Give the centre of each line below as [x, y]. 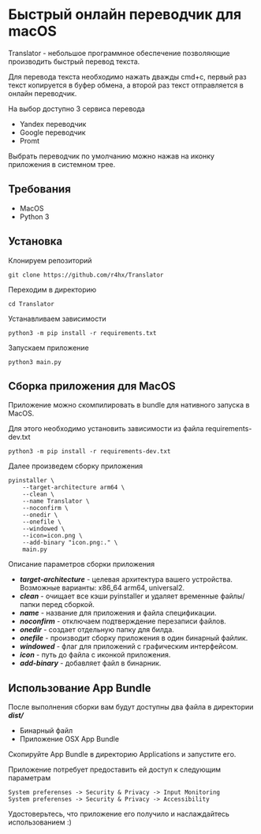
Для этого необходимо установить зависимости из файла [106, 429]
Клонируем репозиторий [50, 260]
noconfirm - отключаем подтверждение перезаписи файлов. [123, 621]
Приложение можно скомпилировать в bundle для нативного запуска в [129, 405]
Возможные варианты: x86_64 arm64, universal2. [102, 588]
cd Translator [32, 304]
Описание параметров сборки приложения [82, 564]
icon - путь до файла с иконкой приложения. [95, 655]
